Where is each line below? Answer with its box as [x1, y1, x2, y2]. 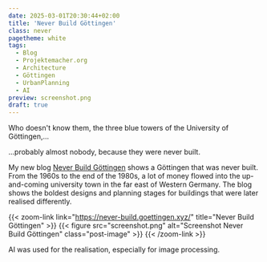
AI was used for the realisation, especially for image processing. [8, 245, 220, 255]
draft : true [8, 101, 48, 109]
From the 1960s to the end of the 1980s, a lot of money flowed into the [8, 171, 241, 181]
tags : [8, 42, 26, 50]
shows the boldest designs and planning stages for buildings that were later [8, 188, 259, 198]
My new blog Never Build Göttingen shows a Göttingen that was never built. [8, 163, 259, 172]
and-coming [8, 179, 50, 189]
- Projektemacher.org [15, 57, 88, 65]
